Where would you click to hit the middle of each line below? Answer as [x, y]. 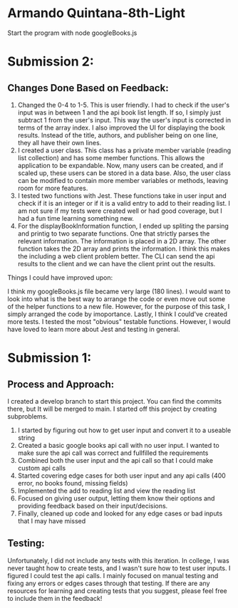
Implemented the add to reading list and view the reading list [107, 491]
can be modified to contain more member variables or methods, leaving [123, 180]
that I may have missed [52, 520]
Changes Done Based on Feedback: [88, 88]
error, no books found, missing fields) [73, 483]
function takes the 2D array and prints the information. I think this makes [124, 248]
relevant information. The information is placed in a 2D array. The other [122, 241]
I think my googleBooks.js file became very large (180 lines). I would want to [119, 291]
